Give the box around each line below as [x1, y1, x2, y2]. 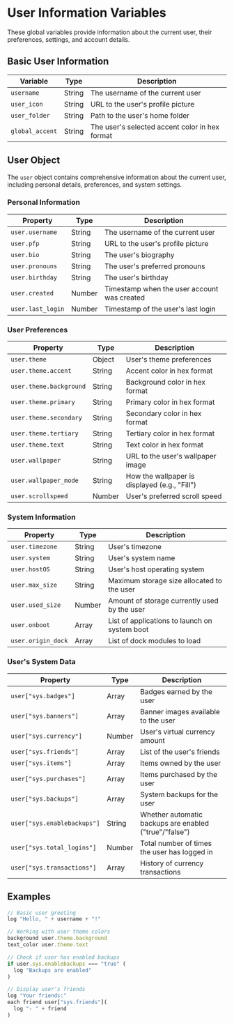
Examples [7, 891, 51, 903]
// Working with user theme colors [7, 928, 111, 935]
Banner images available [140, 707, 221, 716]
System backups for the [140, 789, 218, 799]
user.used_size [10, 601, 61, 609]
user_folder [10, 111, 51, 119]
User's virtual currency [140, 727, 215, 737]
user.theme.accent [10, 367, 72, 375]
